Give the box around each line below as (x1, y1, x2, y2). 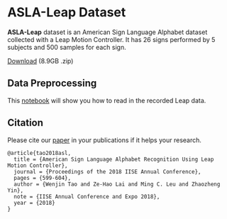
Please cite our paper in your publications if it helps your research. (7, 136, 202, 144)
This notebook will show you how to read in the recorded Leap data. (7, 96, 206, 105)
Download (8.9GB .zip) (7, 56, 74, 65)
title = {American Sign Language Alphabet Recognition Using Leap (13, 156, 214, 163)
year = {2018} (13, 199, 55, 206)
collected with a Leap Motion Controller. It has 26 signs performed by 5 (7, 35, 216, 43)
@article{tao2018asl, (7, 149, 72, 156)
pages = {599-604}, (13, 174, 72, 181)
